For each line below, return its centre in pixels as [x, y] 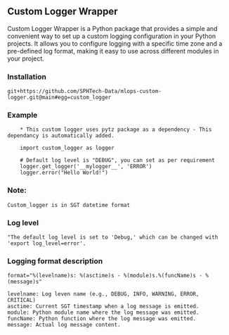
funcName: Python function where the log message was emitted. [102, 319]
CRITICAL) [22, 301]
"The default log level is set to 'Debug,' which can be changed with [113, 237]
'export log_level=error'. [47, 244]
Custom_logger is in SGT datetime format [69, 205]
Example [22, 115]
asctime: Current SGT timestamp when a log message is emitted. [103, 306]
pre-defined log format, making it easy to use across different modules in [113, 51]
